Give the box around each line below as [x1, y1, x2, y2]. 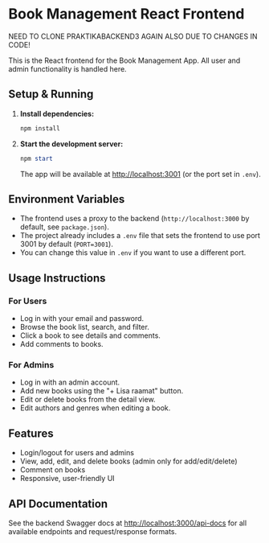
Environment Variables [8, 192, 125, 206]
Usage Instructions [8, 271, 106, 285]
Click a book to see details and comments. [19, 331, 161, 340]
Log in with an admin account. [19, 377, 120, 387]
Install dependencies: [19, 109, 95, 118]
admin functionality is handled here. [8, 64, 127, 73]
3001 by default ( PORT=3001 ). [19, 239, 114, 249]
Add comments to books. [19, 339, 104, 348]
